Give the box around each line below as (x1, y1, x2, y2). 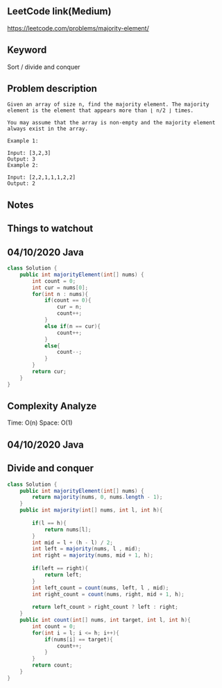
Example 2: (7, 162, 39, 169)
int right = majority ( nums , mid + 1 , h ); (32, 552, 154, 559)
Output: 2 (7, 180, 36, 187)
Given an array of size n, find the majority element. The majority (7, 101, 210, 108)
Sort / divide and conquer (7, 63, 80, 71)
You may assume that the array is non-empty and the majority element (7, 120, 216, 126)
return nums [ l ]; (44, 526, 92, 533)
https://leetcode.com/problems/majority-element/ (7, 24, 149, 32)
